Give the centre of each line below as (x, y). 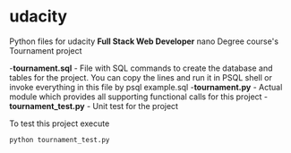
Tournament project (46, 50)
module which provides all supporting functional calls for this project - (139, 97)
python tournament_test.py (60, 140)
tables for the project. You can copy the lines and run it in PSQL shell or (141, 77)
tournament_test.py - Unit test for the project (94, 106)
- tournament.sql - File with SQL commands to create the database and (141, 68)
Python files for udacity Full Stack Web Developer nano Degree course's (144, 41)
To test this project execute (60, 123)
